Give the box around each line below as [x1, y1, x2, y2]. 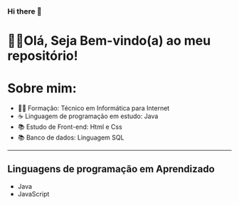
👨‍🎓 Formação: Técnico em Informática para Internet [17, 104, 170, 112]
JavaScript [17, 189, 50, 198]
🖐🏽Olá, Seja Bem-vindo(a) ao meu [7, 33, 211, 49]
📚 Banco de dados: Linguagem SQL [17, 133, 124, 142]
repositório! [7, 48, 78, 64]
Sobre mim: [7, 80, 77, 97]
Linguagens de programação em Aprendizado [7, 163, 215, 175]
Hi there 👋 [7, 6, 43, 16]
